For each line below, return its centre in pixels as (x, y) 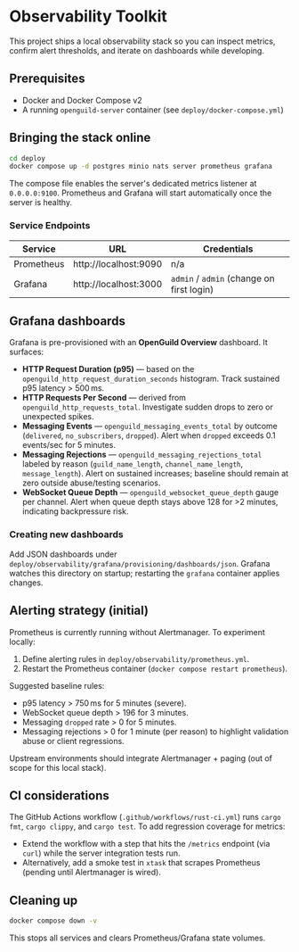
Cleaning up (44, 900)
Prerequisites (47, 79)
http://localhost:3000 (117, 284)
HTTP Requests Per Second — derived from (104, 398)
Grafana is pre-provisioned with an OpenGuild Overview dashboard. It (139, 343)
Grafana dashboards (68, 321)
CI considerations (59, 795)
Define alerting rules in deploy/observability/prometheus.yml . (136, 658)
